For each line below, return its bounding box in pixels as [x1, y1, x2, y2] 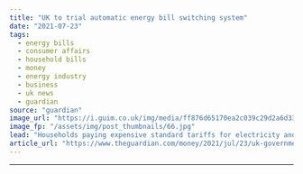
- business [17, 80, 59, 89]
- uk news [17, 88, 54, 97]
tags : [9, 30, 30, 39]
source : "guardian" [9, 105, 83, 114]
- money [17, 64, 47, 73]
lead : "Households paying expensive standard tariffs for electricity [9, 131, 280, 140]
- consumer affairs [17, 47, 91, 56]
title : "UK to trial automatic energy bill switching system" [9, 13, 248, 23]
